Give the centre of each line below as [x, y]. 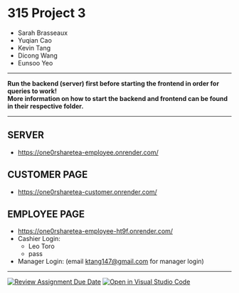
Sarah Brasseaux [43, 33]
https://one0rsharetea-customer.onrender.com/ [87, 192]
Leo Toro [41, 246]
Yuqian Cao [34, 40]
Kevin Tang [34, 48]
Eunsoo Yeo [35, 63]
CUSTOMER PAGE [48, 175]
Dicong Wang [38, 55]
